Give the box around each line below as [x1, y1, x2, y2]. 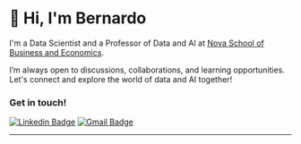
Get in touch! [9, 96, 67, 108]
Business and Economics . [9, 47, 105, 57]
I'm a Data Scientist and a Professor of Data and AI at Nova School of [9, 38, 264, 48]
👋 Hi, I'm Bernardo [9, 8, 147, 29]
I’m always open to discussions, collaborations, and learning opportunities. [9, 64, 285, 75]
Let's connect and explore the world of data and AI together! [9, 73, 233, 84]
